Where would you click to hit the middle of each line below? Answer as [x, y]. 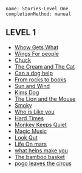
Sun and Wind [32, 86]
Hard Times [29, 118]
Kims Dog [27, 92]
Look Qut [26, 137]
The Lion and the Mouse [45, 99]
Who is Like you [34, 112]
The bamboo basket [39, 157]
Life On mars [30, 144]
